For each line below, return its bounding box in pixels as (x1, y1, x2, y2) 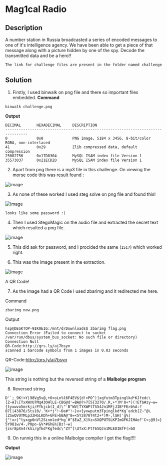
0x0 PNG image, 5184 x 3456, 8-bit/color (36, 136, 151, 141)
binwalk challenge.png (5, 104, 52, 109)
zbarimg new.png (5, 307, 39, 312)
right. (12, 249, 24, 255)
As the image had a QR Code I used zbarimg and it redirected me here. (12, 288, 158, 294)
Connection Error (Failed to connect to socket (5, 330, 106, 335)
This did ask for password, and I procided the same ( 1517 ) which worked (12, 244, 162, 250)
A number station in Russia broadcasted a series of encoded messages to (5, 37, 157, 43)
